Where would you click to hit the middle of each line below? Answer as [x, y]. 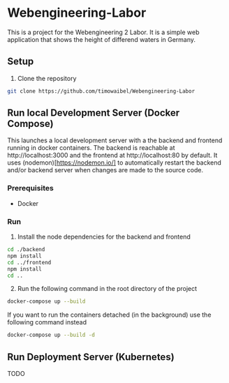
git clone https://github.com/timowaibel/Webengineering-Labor [101, 91]
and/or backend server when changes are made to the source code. [105, 170]
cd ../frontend [29, 262]
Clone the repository [47, 78]
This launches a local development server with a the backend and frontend [115, 140]
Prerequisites [30, 188]
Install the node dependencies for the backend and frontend [104, 237]
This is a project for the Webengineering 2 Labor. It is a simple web [104, 32]
